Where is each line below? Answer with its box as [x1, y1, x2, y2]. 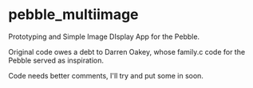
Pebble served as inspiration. [8, 55, 104, 65]
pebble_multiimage [8, 6, 139, 24]
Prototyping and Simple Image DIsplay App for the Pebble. [8, 32, 200, 41]
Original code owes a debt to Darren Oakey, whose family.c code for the [8, 47, 246, 56]
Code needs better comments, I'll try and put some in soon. [8, 71, 204, 80]
